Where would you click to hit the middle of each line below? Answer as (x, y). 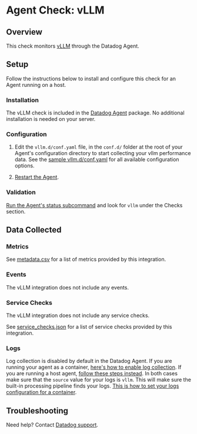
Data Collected (34, 230)
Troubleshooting (37, 411)
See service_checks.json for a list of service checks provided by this (89, 327)
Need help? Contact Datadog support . (52, 425)
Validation (21, 193)
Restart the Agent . (36, 177)
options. (24, 166)
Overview (24, 32)
